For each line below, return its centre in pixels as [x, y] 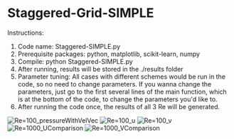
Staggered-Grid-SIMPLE [81, 13]
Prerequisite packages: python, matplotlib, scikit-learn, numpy [109, 54]
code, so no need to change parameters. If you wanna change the [115, 84]
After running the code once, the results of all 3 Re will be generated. [119, 106]
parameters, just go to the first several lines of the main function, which [122, 91]
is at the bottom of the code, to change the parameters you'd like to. [118, 99]
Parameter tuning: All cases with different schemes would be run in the [122, 77]
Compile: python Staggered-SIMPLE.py [75, 61]
